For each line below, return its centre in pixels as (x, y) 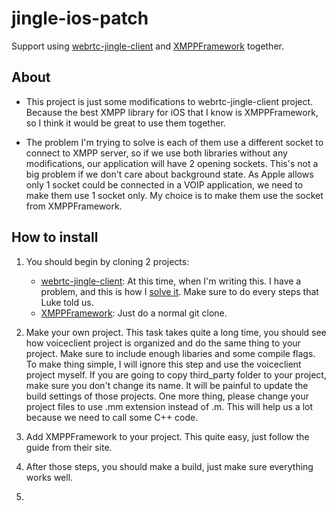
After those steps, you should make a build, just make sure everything (169, 466)
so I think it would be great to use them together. (125, 123)
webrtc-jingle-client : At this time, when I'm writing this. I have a (171, 281)
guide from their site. (69, 447)
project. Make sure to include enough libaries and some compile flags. (170, 353)
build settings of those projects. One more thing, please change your (167, 396)
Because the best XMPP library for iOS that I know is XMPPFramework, (172, 112)
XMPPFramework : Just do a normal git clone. (134, 313)
